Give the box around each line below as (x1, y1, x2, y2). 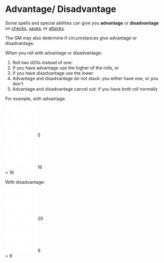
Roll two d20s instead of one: (12, 59, 73, 65)
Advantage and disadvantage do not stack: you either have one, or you (12, 75, 159, 81)
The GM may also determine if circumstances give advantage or (5, 35, 137, 41)
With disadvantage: (5, 179, 45, 185)
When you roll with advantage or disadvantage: (5, 50, 102, 56)
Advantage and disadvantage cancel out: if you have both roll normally (12, 86, 158, 92)
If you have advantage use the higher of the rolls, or (12, 65, 119, 71)
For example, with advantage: (5, 96, 66, 102)
